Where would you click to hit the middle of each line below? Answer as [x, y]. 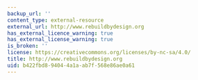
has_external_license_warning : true [60, 40]
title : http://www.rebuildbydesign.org [65, 59]
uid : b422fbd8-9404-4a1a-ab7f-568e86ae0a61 [71, 65]
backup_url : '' [29, 14]
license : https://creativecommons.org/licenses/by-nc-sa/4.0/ [99, 53]
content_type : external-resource [56, 20]
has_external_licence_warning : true [60, 33]
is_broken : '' [28, 46]
